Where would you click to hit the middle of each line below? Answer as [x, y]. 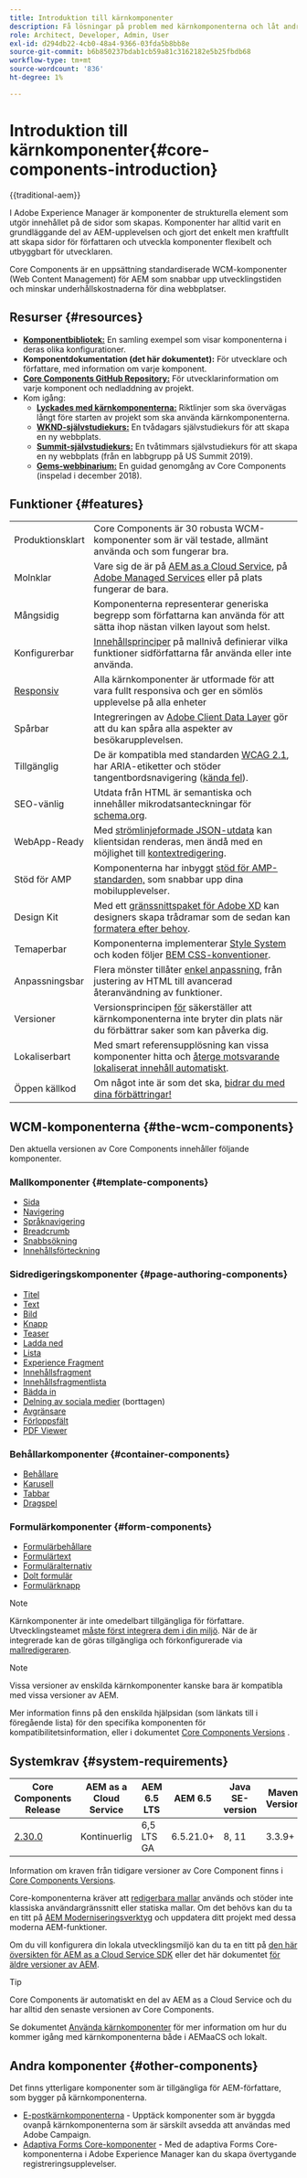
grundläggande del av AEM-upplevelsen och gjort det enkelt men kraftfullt [149, 232]
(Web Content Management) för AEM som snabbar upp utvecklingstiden [145, 279]
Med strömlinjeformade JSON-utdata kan [183, 830]
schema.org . [121, 816]
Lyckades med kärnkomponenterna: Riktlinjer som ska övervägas [161, 407]
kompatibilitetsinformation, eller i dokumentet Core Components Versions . [150, 1733]
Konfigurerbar [44, 653]
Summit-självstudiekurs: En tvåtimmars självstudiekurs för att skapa [167, 446]
